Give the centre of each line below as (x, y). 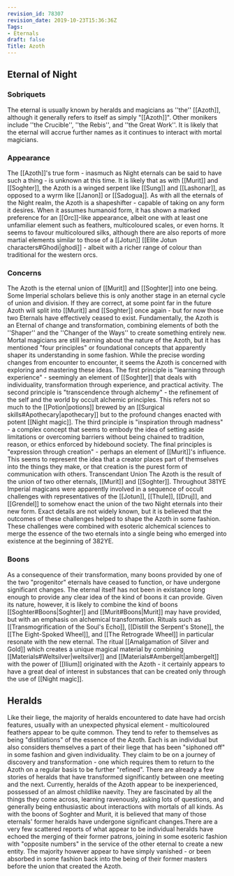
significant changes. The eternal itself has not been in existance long (107, 590)
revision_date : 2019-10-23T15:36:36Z (62, 20)
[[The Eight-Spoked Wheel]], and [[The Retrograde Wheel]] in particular (111, 634)
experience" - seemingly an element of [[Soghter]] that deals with (102, 377)
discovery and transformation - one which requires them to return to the (111, 762)
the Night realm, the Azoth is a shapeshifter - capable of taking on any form (116, 202)
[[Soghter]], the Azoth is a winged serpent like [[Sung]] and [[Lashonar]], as (116, 188)
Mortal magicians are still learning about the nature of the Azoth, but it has (114, 340)
